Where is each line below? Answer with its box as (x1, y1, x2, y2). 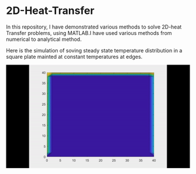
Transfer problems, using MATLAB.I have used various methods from (6, 29, 172, 36)
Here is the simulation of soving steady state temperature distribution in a (6, 47, 183, 54)
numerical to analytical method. (6, 35, 82, 42)
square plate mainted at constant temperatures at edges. (6, 53, 143, 60)
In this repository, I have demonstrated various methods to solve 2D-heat (6, 23, 182, 30)
